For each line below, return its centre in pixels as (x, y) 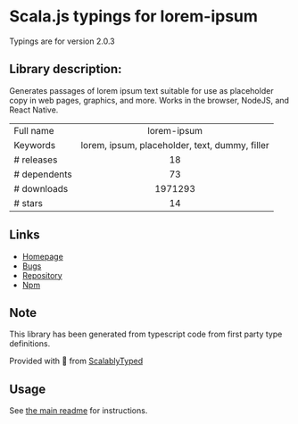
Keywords (35, 145)
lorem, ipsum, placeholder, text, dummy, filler (175, 145)
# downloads (41, 188)
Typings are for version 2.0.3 (62, 41)
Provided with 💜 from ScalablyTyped (76, 361)
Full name (34, 130)
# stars (28, 203)
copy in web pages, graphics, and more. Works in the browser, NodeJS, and (149, 100)
